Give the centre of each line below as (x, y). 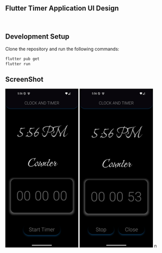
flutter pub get (22, 59)
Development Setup (37, 37)
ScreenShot (24, 80)
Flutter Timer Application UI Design (62, 8)
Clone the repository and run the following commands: (62, 49)
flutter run (18, 64)
